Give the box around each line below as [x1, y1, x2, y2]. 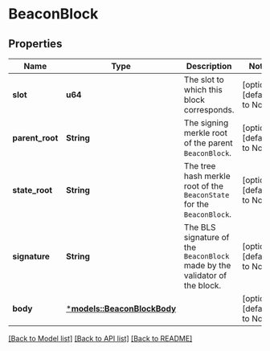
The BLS [183, 222, 216, 233]
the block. [183, 280, 222, 291]
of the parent [183, 137, 233, 149]
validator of [183, 270, 227, 281]
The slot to [183, 74, 225, 85]
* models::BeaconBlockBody [65, 303, 177, 314]
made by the [183, 260, 231, 271]
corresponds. [183, 104, 235, 115]
